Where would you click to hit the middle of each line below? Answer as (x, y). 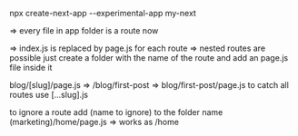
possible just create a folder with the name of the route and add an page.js (149, 58)
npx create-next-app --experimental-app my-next (103, 13)
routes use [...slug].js (49, 95)
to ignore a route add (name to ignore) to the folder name (116, 112)
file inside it (31, 68)
